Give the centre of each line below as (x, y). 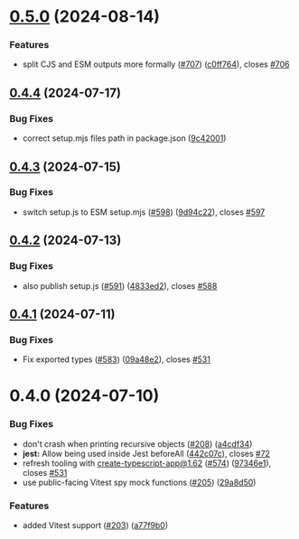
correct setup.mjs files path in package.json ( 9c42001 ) (124, 138)
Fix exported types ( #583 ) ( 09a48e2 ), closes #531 (116, 359)
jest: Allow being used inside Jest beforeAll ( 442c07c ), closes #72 (146, 453)
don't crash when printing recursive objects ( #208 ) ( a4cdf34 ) (137, 443)
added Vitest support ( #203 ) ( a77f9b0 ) (95, 525)
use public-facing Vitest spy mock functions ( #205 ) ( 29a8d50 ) (139, 482)
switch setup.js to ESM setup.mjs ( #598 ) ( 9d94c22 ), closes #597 (144, 212)
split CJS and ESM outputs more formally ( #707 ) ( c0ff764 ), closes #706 (156, 64)
